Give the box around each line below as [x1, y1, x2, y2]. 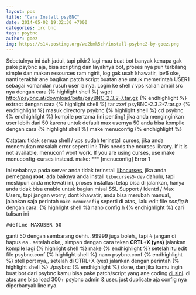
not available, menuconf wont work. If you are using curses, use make [6, 149, 175, 156]
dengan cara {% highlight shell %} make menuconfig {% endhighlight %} [6, 125, 183, 132]
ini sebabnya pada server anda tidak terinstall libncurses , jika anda [6, 166, 167, 173]
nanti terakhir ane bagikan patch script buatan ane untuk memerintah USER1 [6, 75, 190, 82]
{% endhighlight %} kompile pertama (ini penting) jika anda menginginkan [6, 113, 184, 120]
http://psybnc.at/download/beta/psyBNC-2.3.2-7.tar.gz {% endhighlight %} [6, 94, 187, 101]
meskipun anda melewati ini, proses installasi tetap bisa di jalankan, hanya [6, 179, 185, 186]
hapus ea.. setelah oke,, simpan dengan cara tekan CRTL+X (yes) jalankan [6, 238, 186, 245]
